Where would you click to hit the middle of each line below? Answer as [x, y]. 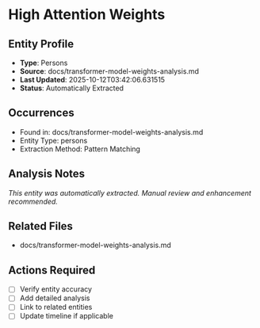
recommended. [33, 201]
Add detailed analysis [55, 298]
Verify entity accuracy [56, 289]
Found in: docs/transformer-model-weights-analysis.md [111, 132]
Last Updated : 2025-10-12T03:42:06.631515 [92, 80]
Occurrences [41, 113]
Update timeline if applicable [66, 316]
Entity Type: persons [54, 140]
